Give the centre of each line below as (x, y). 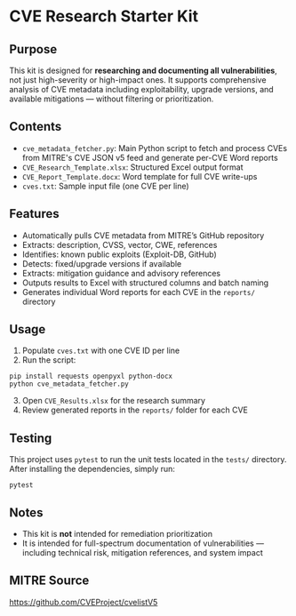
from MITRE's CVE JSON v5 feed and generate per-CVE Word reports (150, 157)
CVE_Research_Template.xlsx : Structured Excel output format (132, 167)
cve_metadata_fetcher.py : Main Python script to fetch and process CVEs (154, 148)
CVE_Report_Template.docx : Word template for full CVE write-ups (140, 176)
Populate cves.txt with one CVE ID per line (101, 351)
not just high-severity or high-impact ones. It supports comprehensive (138, 80)
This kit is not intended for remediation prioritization (117, 534)
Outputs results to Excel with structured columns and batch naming (145, 283)
